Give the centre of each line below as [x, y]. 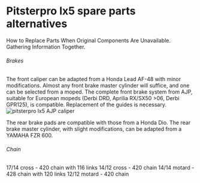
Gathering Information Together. [46, 47]
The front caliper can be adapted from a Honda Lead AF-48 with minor [94, 79]
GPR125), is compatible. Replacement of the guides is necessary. [86, 105]
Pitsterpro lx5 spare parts [71, 11]
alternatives [37, 24]
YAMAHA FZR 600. [30, 136]
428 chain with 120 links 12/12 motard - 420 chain [68, 174]
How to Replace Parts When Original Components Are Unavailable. [88, 40]
